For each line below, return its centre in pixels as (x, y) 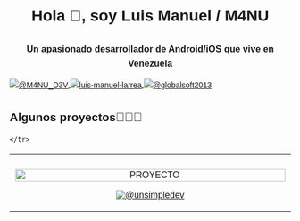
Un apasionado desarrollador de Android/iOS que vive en (150, 49)
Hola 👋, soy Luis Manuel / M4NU (150, 16)
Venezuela (150, 64)
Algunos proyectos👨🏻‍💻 (76, 118)
